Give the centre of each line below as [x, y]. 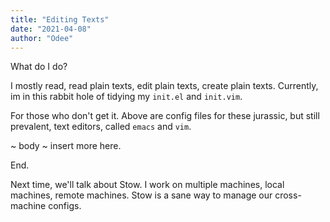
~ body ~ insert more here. [66, 146]
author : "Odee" [42, 38]
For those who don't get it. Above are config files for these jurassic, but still [165, 116]
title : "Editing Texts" [60, 19]
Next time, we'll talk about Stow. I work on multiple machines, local [147, 185]
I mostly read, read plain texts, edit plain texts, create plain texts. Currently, [164, 86]
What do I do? [39, 67]
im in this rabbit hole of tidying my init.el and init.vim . [126, 97]
